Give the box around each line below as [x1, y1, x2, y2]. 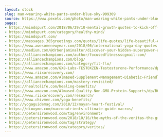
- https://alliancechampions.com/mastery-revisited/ [4, 79, 114, 84]
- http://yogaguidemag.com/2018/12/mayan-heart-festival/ [4, 102, 125, 107]
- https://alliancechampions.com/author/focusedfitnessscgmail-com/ [4, 52, 146, 57]
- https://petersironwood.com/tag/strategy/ [4, 120, 96, 125]
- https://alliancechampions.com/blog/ [4, 57, 86, 62]
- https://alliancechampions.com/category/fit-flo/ [4, 61, 111, 66]
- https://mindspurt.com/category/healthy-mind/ [4, 30, 105, 34]
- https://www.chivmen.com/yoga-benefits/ [4, 98, 92, 103]
